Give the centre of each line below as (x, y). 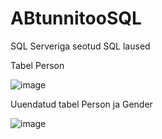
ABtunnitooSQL (76, 18)
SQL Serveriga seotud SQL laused (80, 46)
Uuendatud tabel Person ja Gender (81, 104)
